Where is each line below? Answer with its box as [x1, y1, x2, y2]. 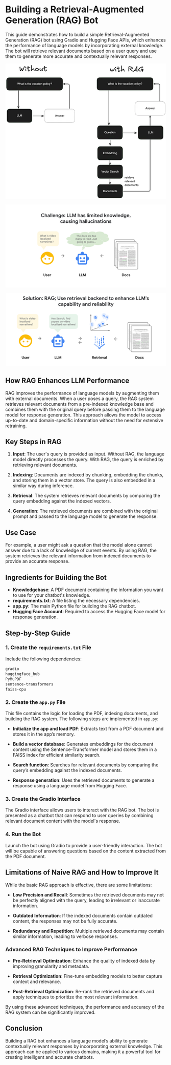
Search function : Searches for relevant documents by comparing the [12, 762, 159, 768]
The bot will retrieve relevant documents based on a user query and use [5, 48, 157, 54]
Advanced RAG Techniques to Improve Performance [5, 946, 138, 953]
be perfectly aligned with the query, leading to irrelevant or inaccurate [12, 897, 160, 903]
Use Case [5, 528, 37, 537]
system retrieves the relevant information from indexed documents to [5, 553, 151, 559]
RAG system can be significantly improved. [5, 1009, 96, 1015]
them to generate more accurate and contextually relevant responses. [5, 53, 152, 59]
